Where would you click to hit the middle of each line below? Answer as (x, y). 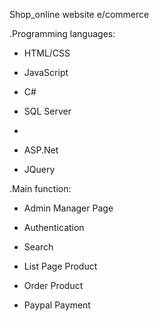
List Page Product (60, 266)
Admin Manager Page (68, 208)
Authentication (54, 227)
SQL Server (47, 111)
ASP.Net (41, 150)
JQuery (39, 169)
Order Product (53, 285)
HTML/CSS (47, 53)
